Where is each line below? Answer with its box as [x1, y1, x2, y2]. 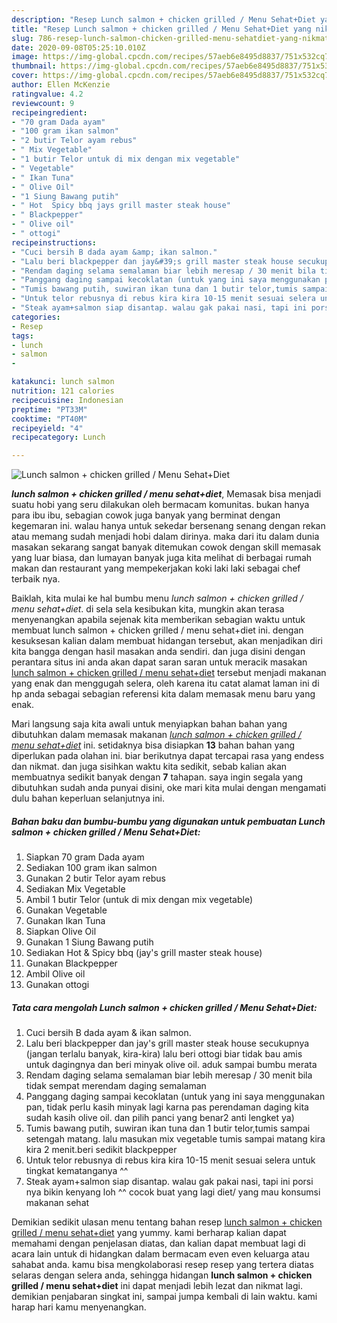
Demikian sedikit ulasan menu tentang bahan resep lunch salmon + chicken [11, 1216, 323, 1228]
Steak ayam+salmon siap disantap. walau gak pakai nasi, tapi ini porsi [25, 1176, 314, 1188]
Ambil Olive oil [25, 968, 86, 980]
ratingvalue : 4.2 [11, 89, 84, 99]
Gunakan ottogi [25, 979, 90, 991]
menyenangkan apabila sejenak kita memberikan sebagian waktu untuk [11, 614, 306, 626]
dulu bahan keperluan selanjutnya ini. [11, 792, 165, 805]
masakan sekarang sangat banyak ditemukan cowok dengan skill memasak [11, 541, 322, 553]
